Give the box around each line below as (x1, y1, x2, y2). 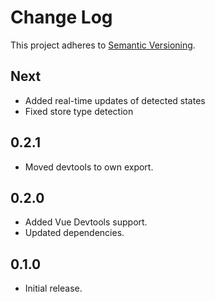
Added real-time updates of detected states (24, 94, 206, 106)
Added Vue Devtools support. (24, 216, 148, 228)
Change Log (10, 6, 113, 29)
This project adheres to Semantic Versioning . (10, 39, 196, 51)
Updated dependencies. (24, 227, 125, 239)
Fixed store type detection (24, 105, 134, 117)
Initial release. (24, 282, 83, 295)
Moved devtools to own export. (24, 161, 154, 173)
